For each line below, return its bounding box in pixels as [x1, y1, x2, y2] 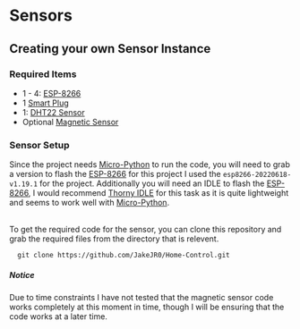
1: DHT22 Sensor [21, 106, 85, 117]
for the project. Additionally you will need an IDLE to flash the [39, 178, 265, 189]
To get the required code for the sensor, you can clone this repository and [9, 224, 282, 235]
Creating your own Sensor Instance [9, 41, 211, 56]
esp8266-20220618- [222, 171, 292, 180]
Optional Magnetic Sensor [21, 116, 119, 127]
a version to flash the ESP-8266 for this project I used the [9, 169, 221, 180]
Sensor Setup [9, 139, 70, 151]
